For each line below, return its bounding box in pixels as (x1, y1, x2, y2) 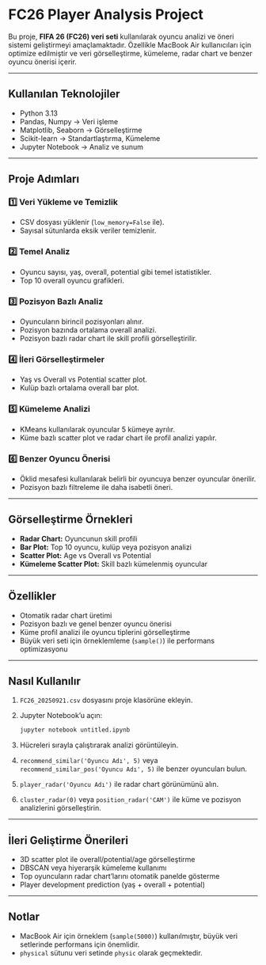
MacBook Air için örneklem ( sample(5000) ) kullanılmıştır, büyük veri (19, 931, 238, 940)
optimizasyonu (19, 644, 68, 654)
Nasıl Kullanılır (8, 674, 82, 688)
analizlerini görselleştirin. (19, 804, 101, 813)
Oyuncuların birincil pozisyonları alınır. (19, 317, 144, 326)
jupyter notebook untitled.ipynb (19, 726, 131, 734)
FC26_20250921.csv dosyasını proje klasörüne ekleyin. (19, 695, 193, 705)
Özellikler (8, 590, 57, 603)
